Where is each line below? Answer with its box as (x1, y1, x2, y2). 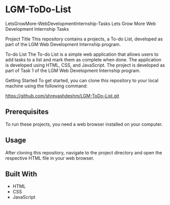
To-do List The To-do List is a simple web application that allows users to (5, 51, 159, 57)
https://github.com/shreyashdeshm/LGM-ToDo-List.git (5, 93, 120, 99)
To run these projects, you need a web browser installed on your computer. (5, 121, 163, 127)
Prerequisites (5, 107, 49, 116)
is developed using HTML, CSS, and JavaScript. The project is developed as (5, 62, 165, 68)
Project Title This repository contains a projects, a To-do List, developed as (5, 36, 163, 42)
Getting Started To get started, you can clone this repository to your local (5, 77, 159, 83)
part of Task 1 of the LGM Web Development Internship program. (5, 67, 141, 74)
